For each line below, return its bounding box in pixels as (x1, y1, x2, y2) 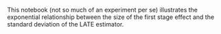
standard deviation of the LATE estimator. (7, 20, 124, 28)
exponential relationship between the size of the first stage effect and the (7, 13, 215, 21)
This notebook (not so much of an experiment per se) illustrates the (7, 6, 198, 14)
